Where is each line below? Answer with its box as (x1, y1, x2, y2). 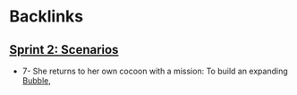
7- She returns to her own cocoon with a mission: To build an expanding (21, 65, 288, 76)
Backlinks (9, 6, 84, 27)
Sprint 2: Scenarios (9, 42, 119, 57)
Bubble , (21, 75, 51, 86)
